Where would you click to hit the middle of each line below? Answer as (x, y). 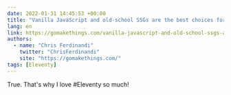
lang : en (20, 26)
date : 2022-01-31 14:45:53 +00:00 (57, 13)
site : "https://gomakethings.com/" (70, 59)
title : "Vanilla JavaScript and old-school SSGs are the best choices (110, 20)
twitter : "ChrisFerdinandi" (59, 52)
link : (15, 33)
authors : (20, 39)
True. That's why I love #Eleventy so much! (68, 84)
